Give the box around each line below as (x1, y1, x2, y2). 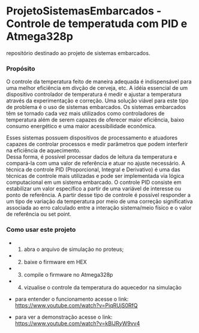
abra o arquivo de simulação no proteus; (23, 246, 124, 253)
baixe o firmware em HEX (23, 258, 87, 265)
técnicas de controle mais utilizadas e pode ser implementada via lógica (6, 172, 185, 180)
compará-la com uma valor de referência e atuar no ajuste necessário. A (6, 160, 186, 167)
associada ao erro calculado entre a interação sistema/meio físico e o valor (6, 204, 192, 211)
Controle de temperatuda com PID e (6, 17, 188, 31)
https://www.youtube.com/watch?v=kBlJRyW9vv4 (14, 319, 140, 327)
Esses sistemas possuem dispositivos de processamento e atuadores (6, 134, 178, 141)
